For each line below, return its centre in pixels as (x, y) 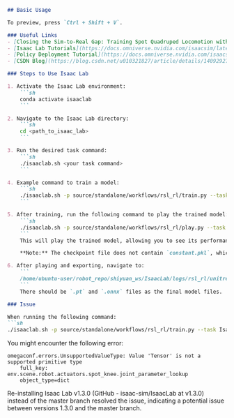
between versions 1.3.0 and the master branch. (75, 408)
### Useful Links (32, 35)
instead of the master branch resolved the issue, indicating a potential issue (116, 401)
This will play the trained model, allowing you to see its (109, 241)
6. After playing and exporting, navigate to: (76, 266)
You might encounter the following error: (65, 343)
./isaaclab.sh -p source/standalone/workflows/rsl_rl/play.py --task (123, 227)
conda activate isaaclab (56, 99)
